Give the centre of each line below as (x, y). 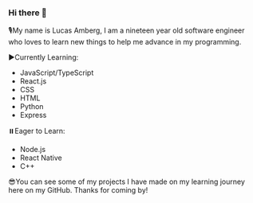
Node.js (33, 150)
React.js (33, 81)
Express (33, 115)
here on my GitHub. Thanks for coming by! (78, 190)
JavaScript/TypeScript (57, 73)
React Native (41, 158)
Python (32, 107)
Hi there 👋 (28, 13)
